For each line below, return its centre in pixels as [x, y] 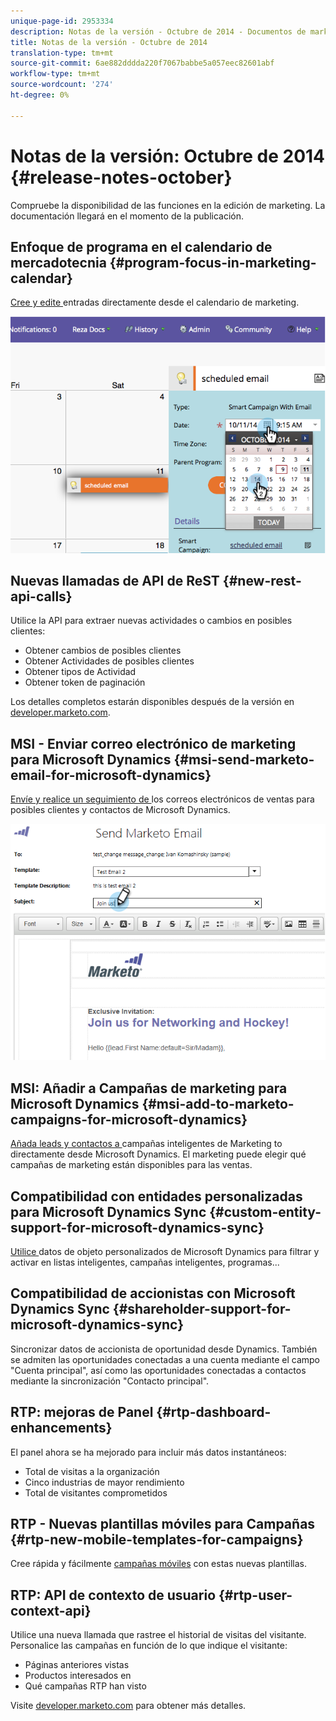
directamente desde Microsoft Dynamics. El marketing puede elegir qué [158, 1154]
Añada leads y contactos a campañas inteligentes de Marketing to [146, 1144]
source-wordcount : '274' [62, 85]
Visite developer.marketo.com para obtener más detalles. [128, 1706]
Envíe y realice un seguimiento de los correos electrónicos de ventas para [162, 799]
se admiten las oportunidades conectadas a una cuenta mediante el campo [165, 1359]
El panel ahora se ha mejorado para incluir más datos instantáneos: [148, 1452]
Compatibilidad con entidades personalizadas [156, 1196]
